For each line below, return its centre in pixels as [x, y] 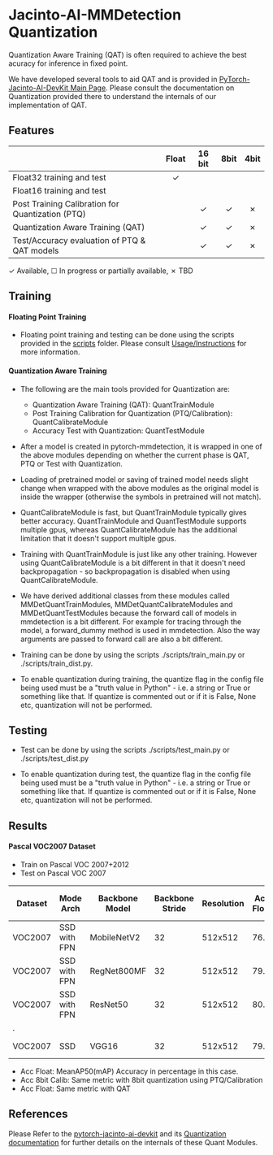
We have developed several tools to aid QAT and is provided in [113, 79]
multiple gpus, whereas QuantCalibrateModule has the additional [129, 529]
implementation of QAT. [48, 105]
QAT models [36, 250]
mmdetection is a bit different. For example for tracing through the [131, 621]
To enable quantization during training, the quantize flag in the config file [142, 679]
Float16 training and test [59, 190]
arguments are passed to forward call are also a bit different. [121, 639]
